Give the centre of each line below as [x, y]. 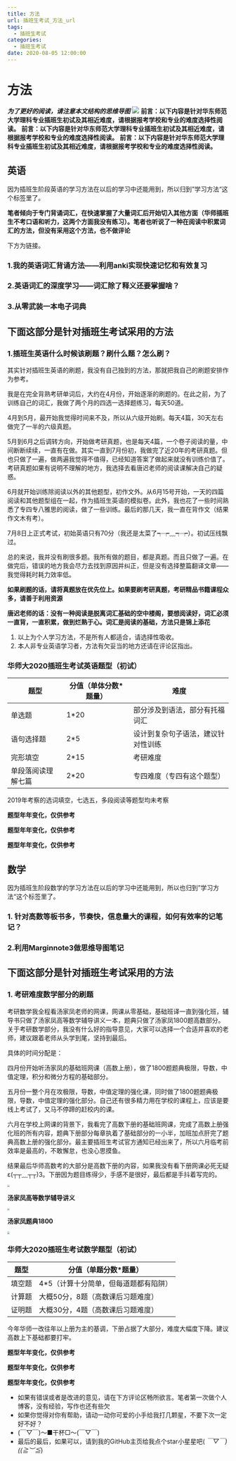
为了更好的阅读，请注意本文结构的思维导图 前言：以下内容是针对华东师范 [117, 111]
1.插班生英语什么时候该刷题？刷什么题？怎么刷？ [89, 353]
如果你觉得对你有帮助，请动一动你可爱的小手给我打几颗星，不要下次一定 [122, 1414]
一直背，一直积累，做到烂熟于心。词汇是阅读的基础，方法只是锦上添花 [109, 622]
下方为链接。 [26, 245]
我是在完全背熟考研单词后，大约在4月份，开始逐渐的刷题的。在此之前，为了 [117, 394]
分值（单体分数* [96, 686]
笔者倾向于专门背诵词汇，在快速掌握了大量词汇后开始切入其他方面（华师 [112, 213]
